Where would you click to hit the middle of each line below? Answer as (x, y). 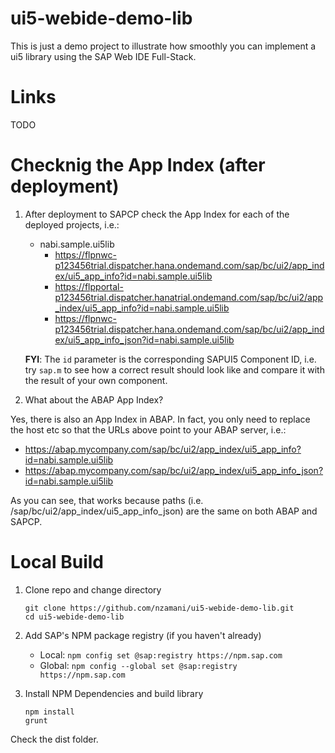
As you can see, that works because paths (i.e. (107, 500)
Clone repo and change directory (93, 589)
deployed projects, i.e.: (72, 224)
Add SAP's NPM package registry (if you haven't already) (143, 635)
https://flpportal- (89, 286)
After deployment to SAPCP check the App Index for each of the (157, 214)
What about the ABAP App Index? (94, 399)
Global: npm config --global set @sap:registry (138, 665)
